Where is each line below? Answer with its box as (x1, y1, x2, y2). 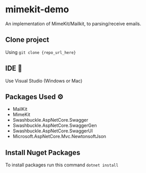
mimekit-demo (5, 4, 69, 15)
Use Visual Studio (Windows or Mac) (5, 78, 83, 84)
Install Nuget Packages (5, 148, 81, 157)
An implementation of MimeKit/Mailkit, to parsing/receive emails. (5, 21, 141, 27)
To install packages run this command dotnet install (5, 162, 118, 168)
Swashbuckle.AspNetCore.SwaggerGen (12, 122, 97, 129)
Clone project (5, 35, 50, 44)
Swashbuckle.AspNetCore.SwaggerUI (12, 128, 93, 134)
